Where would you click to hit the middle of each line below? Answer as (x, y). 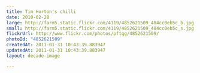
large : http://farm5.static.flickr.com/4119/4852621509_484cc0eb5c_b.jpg (100, 23)
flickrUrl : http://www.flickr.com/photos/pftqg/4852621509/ (83, 34)
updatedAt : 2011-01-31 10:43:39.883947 (56, 50)
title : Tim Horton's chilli (41, 12)
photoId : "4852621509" (34, 39)
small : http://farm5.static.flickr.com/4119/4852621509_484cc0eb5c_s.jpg (100, 28)
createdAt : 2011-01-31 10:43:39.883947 (56, 45)
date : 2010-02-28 (28, 17)
